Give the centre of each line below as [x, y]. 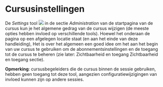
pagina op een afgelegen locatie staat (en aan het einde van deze [71, 39]
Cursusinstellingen [45, 9]
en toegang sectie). [25, 59]
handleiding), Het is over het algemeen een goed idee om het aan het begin [82, 44]
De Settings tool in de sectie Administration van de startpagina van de [79, 23]
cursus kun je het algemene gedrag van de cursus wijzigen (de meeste [77, 28]
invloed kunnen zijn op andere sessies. [45, 79]
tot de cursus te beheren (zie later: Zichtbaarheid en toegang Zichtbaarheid [82, 54]
